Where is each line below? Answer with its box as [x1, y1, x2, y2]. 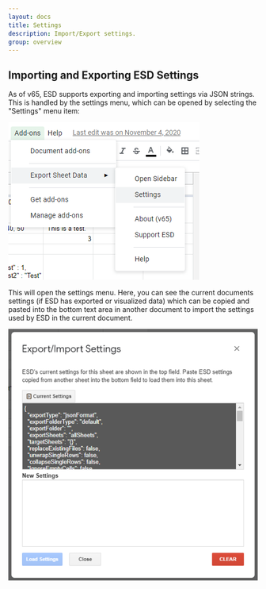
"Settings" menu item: [8, 106, 81, 116]
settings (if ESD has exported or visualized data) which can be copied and [8, 296, 250, 306]
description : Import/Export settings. [8, 29, 136, 37]
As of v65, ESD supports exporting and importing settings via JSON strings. [8, 90, 255, 99]
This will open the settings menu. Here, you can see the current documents [8, 288, 254, 298]
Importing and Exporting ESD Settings [8, 68, 199, 82]
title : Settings [8, 21, 62, 29]
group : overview [8, 38, 62, 46]
